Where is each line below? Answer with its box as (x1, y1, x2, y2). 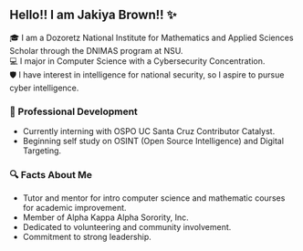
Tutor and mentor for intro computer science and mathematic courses (22, 193, 286, 204)
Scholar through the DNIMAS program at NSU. (9, 45, 183, 56)
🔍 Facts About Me (9, 169, 93, 182)
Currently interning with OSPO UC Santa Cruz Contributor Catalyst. (22, 126, 276, 137)
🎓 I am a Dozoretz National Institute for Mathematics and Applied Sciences (9, 32, 294, 43)
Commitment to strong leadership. (22, 232, 152, 243)
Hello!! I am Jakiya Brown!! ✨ (9, 7, 177, 23)
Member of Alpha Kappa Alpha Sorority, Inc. (22, 212, 189, 223)
